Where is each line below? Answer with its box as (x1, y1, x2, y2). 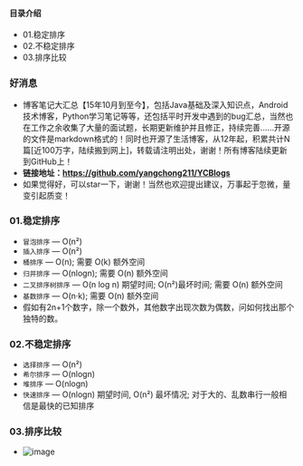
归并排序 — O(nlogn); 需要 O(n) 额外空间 (22, 267, 169, 278)
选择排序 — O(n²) (22, 359, 83, 370)
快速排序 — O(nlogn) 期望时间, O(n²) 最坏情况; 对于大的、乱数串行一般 (22, 389, 279, 400)
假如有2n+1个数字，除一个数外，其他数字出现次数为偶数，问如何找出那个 (22, 301, 295, 312)
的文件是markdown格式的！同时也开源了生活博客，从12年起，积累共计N (22, 133, 291, 144)
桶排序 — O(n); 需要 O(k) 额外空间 (22, 256, 146, 267)
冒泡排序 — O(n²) (22, 236, 83, 247)
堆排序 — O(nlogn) (22, 378, 89, 389)
